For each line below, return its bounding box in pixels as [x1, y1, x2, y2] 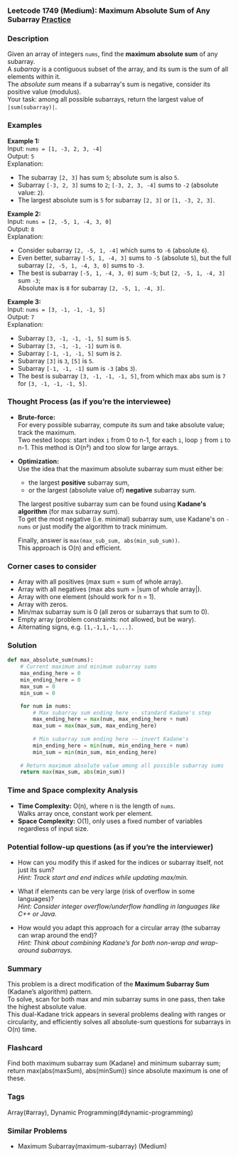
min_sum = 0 [20, 689, 55, 696]
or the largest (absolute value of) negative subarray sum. [28, 485, 197, 494]
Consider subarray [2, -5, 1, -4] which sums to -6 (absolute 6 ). [17, 246, 210, 254]
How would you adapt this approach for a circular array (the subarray [17, 923, 221, 932]
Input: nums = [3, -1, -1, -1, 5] [7, 305, 106, 313]
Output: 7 [7, 312, 35, 321]
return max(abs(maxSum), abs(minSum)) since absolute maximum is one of [7, 1067, 229, 1075]
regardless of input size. [17, 824, 89, 833]
